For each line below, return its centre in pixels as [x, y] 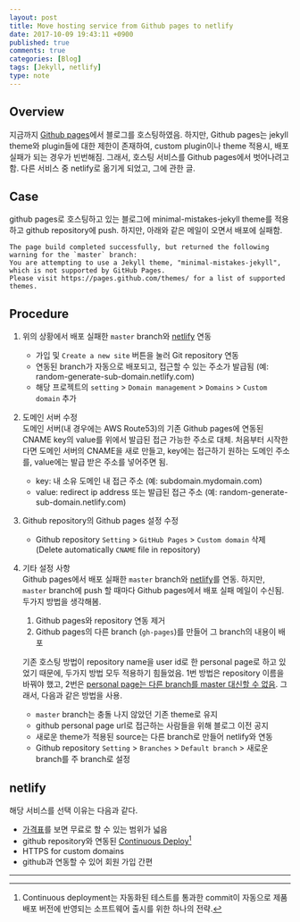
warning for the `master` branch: [74, 256]
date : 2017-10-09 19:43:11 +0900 [71, 34]
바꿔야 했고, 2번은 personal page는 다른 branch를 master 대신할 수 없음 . [150, 684]
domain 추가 [56, 398]
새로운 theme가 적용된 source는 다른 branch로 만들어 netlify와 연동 [154, 737]
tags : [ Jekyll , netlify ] [55, 68]
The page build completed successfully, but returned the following [139, 247]
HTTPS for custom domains [73, 851]
